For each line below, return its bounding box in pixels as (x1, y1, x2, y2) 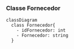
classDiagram (6, 17, 38, 23)
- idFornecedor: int (16, 27, 66, 33)
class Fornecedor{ (11, 22, 56, 29)
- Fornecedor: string (16, 33, 68, 38)
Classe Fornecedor (6, 4, 61, 12)
